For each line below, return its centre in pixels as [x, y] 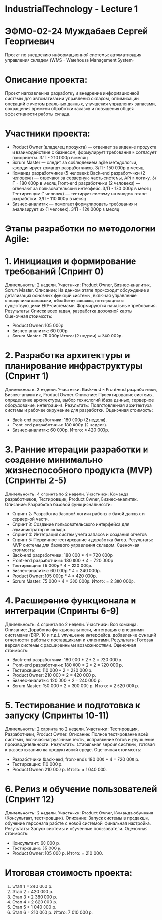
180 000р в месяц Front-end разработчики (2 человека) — [80, 183]
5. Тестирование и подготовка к [73, 705]
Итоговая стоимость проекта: [69, 873]
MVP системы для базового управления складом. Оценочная [76, 545]
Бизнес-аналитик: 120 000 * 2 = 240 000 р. [57, 680]
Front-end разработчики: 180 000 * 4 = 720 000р [63, 560]
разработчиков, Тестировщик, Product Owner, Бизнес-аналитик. [72, 499]
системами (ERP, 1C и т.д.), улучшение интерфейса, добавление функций [81, 635]
